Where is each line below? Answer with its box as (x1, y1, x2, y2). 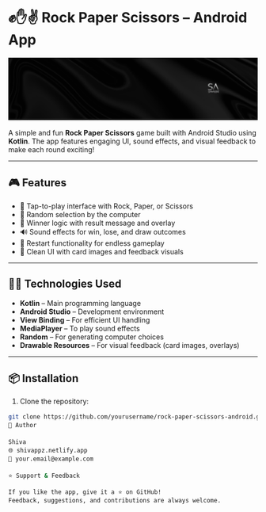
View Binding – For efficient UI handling (19, 315, 150, 324)
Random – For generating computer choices (19, 332, 165, 342)
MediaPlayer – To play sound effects (19, 323, 140, 333)
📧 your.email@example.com (8, 455, 93, 463)
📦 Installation (8, 372, 79, 385)
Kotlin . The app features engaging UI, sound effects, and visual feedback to (8, 136, 256, 146)
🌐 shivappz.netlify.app (8, 446, 88, 454)
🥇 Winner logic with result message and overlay (19, 218, 176, 227)
